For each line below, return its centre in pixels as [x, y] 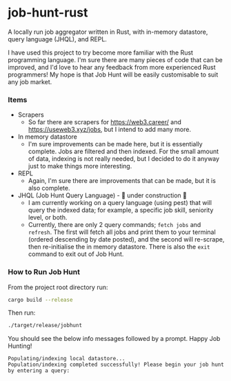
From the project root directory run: [58, 287]
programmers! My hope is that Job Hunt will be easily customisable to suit [113, 75]
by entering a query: [39, 371]
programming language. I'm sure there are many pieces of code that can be [115, 59]
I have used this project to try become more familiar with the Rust [101, 52]
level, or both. [48, 217]
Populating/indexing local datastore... [67, 359]
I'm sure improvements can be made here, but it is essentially [115, 144]
